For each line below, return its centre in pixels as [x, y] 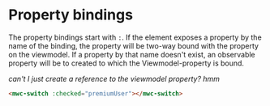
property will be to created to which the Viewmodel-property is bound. [126, 63]
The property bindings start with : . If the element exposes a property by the [135, 37]
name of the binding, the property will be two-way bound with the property [134, 45]
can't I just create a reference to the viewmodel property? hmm [114, 78]
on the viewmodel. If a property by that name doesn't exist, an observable [132, 54]
